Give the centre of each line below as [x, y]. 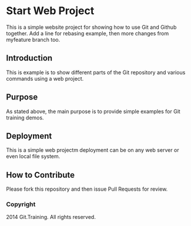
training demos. [25, 117]
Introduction [29, 58]
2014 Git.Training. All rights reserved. [51, 217]
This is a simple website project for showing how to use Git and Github [91, 27]
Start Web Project [50, 11]
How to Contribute [41, 175]
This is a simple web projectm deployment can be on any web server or [93, 150]
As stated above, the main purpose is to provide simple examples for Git [93, 111]
